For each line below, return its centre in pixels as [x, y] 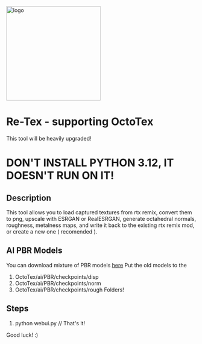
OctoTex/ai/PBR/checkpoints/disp [57, 276]
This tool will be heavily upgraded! [49, 138]
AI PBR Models [34, 251]
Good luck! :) [22, 335]
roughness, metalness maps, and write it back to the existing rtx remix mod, [100, 225]
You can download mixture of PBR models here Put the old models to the [96, 265]
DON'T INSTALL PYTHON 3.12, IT [90, 163]
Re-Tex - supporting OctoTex [80, 122]
